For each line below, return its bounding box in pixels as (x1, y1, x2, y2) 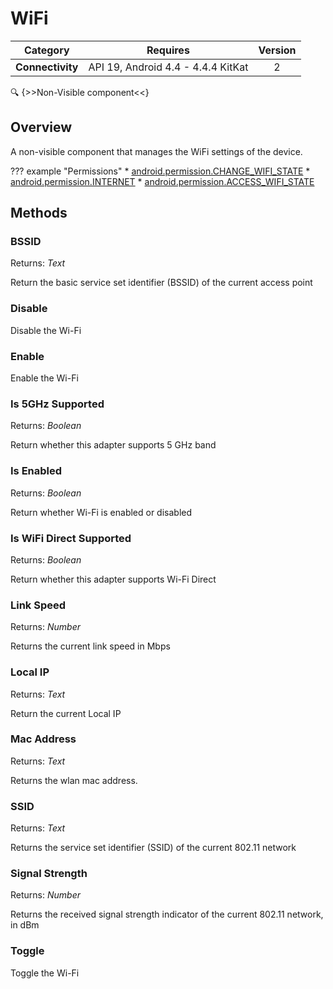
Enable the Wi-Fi (10, 372, 79, 384)
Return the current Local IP (10, 707, 122, 719)
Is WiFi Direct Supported (10, 531, 132, 545)
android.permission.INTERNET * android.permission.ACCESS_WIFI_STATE (10, 175, 315, 187)
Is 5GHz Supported (10, 397, 105, 411)
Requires (146, 43, 190, 57)
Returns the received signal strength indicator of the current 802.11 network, (10, 908, 324, 921)
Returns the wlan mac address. (10, 774, 138, 786)
